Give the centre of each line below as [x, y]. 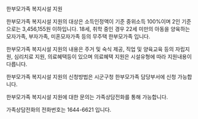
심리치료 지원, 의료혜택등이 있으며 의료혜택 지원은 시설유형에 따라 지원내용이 [103, 57]
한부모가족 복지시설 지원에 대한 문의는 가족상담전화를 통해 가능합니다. [87, 97]
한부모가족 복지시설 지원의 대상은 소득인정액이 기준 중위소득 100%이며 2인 [93, 22]
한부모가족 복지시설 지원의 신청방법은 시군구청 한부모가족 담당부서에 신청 [91, 77]
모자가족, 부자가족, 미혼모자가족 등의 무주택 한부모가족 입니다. [78, 36]
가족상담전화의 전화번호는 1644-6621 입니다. [59, 110]
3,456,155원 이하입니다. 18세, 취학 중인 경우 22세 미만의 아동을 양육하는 [106, 29]
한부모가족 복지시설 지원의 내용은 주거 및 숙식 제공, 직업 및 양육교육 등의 [90, 49]
